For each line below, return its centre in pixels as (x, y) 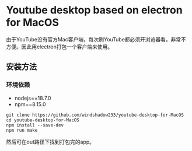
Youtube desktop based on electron (94, 10)
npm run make (22, 130)
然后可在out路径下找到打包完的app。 (50, 142)
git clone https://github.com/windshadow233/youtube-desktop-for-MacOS (95, 115)
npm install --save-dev (35, 125)
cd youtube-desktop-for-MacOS (43, 120)
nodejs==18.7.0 (33, 98)
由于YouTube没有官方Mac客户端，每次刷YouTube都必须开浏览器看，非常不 (96, 39)
